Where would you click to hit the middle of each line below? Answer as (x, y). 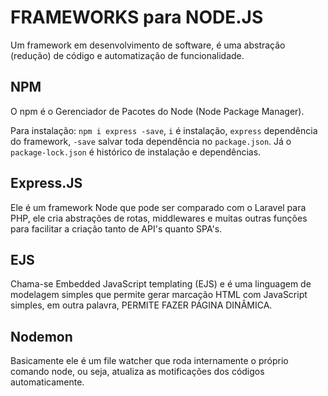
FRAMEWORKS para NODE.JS (137, 17)
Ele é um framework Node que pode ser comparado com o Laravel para (158, 207)
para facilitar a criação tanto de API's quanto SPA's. (116, 228)
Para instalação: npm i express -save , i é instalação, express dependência (164, 130)
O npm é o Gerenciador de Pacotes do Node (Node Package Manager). (157, 111)
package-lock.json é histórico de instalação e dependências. (136, 152)
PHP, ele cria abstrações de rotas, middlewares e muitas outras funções (159, 218)
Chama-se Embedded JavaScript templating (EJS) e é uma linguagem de (161, 284)
